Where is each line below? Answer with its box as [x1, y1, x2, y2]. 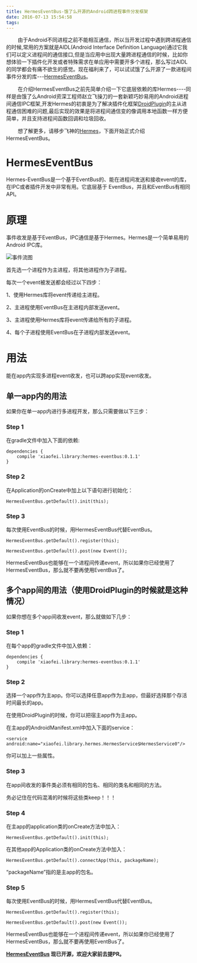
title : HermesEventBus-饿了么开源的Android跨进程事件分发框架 [6, 8, 148, 15]
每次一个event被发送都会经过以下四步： [6, 279, 102, 286]
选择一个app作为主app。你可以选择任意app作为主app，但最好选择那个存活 [6, 692, 188, 699]
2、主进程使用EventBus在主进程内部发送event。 [6, 304, 123, 311]
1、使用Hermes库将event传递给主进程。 [6, 292, 103, 299]
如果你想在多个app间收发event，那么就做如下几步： [6, 613, 132, 620]
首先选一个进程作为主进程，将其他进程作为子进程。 [6, 266, 130, 273]
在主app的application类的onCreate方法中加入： [6, 822, 122, 830]
